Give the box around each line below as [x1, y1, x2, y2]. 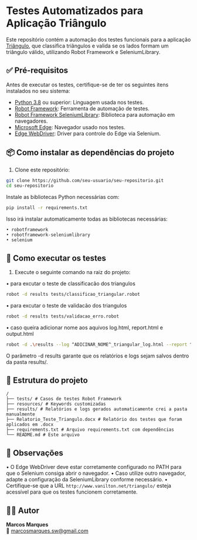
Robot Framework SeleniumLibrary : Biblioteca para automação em [14, 111, 175, 118]
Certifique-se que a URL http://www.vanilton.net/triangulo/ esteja [6, 482, 172, 490]
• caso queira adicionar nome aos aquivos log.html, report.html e [6, 324, 163, 331]
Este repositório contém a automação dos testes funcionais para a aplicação [6, 36, 191, 43]
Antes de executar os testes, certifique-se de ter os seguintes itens [6, 81, 169, 88]
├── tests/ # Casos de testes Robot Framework [6, 396, 122, 402]
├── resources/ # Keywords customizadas [6, 401, 107, 407]
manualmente [6, 411, 35, 417]
